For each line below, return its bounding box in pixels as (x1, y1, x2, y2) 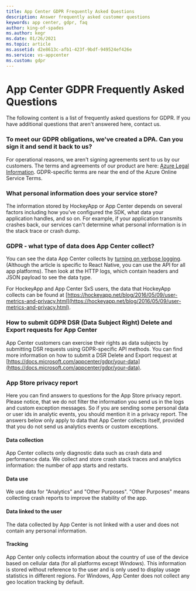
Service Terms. (6, 174, 43, 181)
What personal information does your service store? (6, 189, 158, 197)
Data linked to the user (6, 507, 63, 515)
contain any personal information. (6, 527, 87, 534)
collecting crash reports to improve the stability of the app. (6, 494, 147, 501)
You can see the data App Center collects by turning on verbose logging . (6, 255, 182, 262)
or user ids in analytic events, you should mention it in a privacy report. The (6, 410, 188, 417)
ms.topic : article (6, 42, 51, 47)
